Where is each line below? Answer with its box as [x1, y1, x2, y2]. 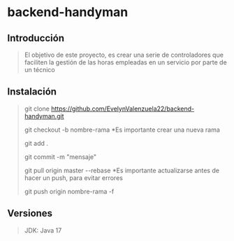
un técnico [24, 66, 55, 74]
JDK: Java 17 [24, 226, 62, 235]
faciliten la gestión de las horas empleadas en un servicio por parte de [24, 58, 227, 67]
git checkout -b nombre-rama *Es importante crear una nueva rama [24, 125, 220, 134]
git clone [24, 104, 50, 113]
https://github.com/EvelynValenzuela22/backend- [51, 104, 195, 113]
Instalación [7, 85, 57, 98]
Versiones [7, 207, 53, 219]
